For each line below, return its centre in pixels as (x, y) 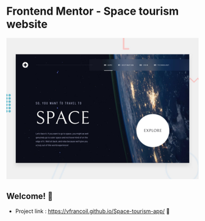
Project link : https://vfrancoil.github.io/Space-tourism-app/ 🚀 (92, 211)
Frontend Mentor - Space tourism (92, 11)
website (27, 24)
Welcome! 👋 (30, 196)
